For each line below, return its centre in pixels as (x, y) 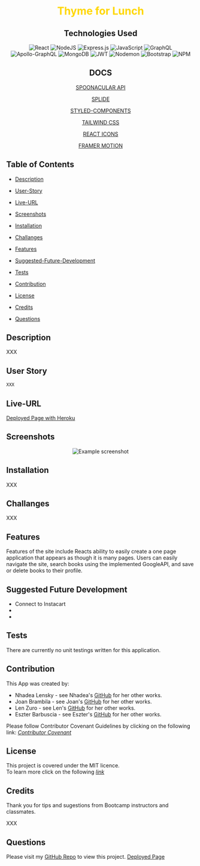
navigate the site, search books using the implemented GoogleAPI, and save (100, 564)
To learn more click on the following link (55, 772)
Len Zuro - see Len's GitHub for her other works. (75, 708)
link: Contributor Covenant (39, 732)
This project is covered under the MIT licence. (63, 766)
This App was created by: (38, 683)
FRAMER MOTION (101, 145)
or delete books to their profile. (44, 571)
